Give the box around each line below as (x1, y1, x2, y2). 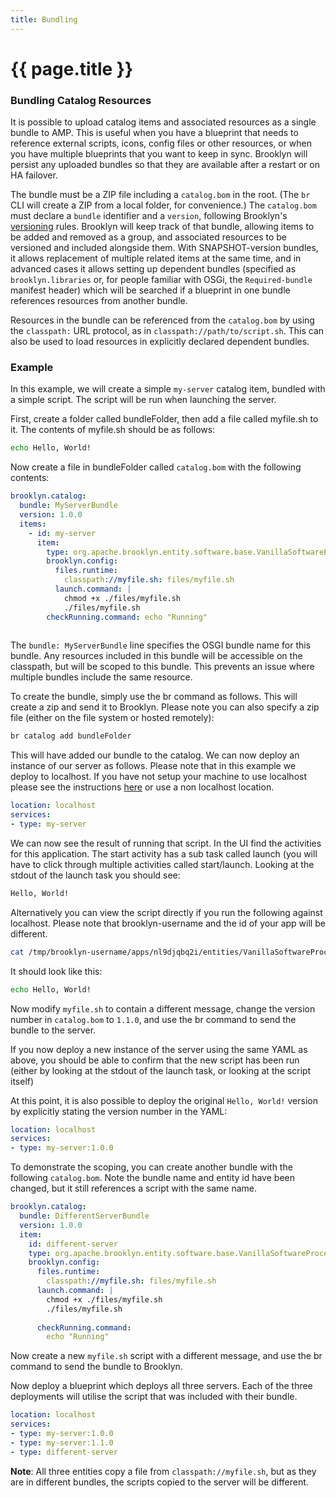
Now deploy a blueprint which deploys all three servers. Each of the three (10, 1380, 313, 1392)
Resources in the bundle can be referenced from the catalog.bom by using (10, 314, 315, 326)
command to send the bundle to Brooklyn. (10, 1361, 183, 1373)
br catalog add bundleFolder (10, 731, 132, 741)
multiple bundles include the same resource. (10, 671, 193, 683)
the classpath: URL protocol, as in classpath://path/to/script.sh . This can (10, 325, 325, 337)
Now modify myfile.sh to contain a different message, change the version (10, 1002, 316, 1015)
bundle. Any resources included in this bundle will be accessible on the (10, 650, 303, 662)
